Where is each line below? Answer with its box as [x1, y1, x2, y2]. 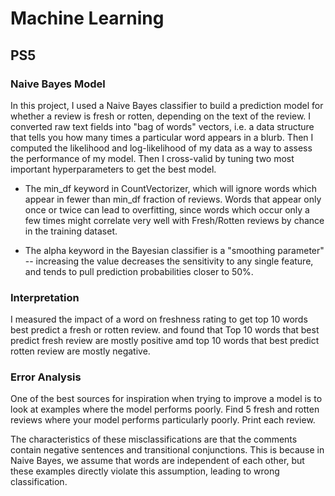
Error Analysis [10, 370, 82, 384]
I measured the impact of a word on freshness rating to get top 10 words [10, 313, 308, 326]
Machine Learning [10, 7, 165, 30]
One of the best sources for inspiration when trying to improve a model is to [10, 393, 323, 405]
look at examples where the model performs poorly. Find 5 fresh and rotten [10, 403, 320, 416]
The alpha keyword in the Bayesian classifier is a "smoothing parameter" [24, 244, 325, 256]
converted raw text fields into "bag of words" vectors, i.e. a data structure [10, 120, 315, 132]
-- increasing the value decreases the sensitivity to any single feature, [24, 255, 314, 267]
